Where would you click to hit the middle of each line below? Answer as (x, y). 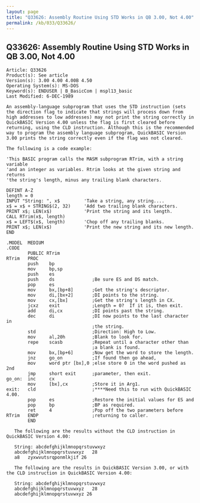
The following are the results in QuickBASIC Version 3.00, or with (101, 468)
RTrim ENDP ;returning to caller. (77, 416)
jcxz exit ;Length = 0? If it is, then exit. (106, 306)
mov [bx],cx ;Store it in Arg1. (84, 384)
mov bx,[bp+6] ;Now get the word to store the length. (111, 353)
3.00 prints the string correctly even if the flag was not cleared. (95, 138)
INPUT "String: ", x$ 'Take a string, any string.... (85, 201)
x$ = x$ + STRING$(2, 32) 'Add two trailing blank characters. (92, 206)
